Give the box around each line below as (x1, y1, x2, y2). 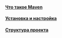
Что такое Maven (5, 4, 43, 10)
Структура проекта (5, 26, 49, 32)
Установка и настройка (5, 15, 57, 21)
